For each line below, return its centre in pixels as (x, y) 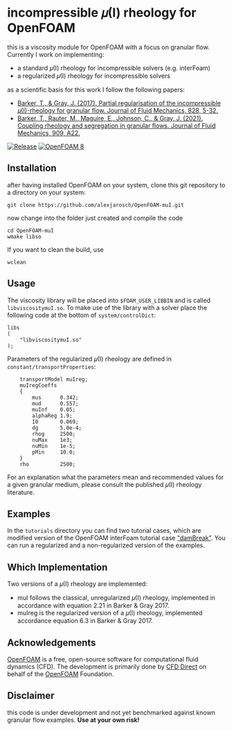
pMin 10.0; (54, 452)
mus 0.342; (55, 397)
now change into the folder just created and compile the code (95, 218)
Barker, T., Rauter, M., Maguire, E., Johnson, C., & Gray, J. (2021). (110, 118)
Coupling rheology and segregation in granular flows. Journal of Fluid (116, 126)
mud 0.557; (55, 404)
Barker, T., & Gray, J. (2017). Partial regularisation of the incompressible (119, 103)
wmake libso (24, 237)
